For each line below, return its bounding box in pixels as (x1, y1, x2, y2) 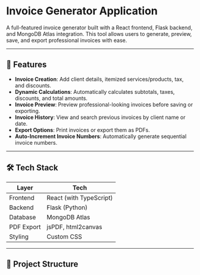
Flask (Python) (46, 203, 88, 212)
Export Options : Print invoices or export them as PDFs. (14, 126, 150, 133)
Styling (9, 232, 29, 240)
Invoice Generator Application (6, 4, 158, 18)
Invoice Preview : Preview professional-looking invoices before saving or (14, 100, 193, 108)
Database (9, 213, 36, 221)
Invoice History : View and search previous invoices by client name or (14, 114, 186, 121)
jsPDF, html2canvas (46, 222, 102, 231)
